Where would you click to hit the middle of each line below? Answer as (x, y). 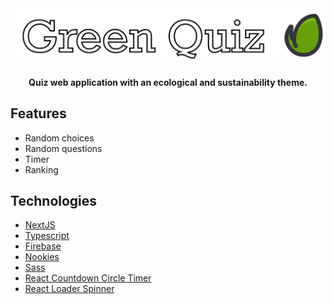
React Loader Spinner (69, 289)
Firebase (43, 246)
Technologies (54, 200)
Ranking (41, 169)
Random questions (63, 148)
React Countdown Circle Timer (88, 278)
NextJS (40, 225)
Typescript (47, 236)
